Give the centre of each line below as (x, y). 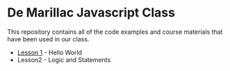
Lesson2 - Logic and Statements (64, 59)
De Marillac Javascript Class (91, 13)
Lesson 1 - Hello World (49, 52)
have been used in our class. (48, 39)
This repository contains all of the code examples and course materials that (115, 32)
